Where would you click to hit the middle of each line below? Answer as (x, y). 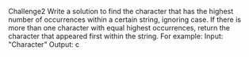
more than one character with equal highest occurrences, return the (119, 28)
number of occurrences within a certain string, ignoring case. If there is (125, 20)
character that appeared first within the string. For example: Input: (116, 36)
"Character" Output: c (44, 45)
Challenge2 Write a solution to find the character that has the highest (121, 11)
